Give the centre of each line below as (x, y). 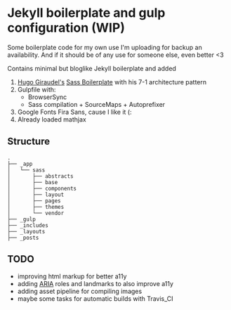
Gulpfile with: (37, 89)
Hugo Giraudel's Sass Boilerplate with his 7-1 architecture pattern (112, 82)
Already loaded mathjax (52, 119)
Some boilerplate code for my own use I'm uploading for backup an (105, 47)
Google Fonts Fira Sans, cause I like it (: (74, 112)
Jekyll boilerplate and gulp (86, 13)
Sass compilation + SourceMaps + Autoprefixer (97, 104)
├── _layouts (26, 231)
